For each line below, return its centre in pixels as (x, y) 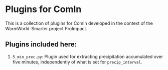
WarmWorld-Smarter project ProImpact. (46, 28)
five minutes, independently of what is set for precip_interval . (77, 62)
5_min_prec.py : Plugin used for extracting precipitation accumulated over (88, 56)
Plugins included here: (41, 45)
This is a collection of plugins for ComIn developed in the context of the (79, 23)
